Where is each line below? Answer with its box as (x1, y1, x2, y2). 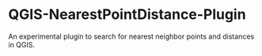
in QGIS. (8, 39, 36, 49)
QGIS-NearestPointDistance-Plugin (8, 6, 247, 24)
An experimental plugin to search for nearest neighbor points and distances (8, 32, 255, 41)
